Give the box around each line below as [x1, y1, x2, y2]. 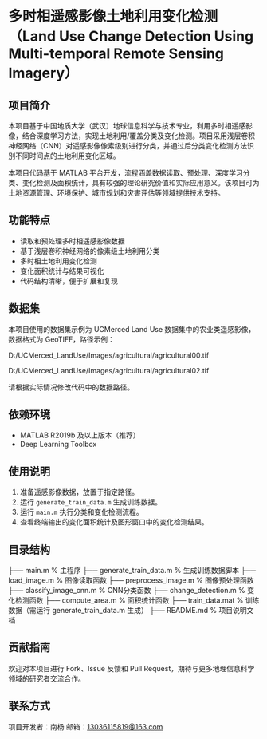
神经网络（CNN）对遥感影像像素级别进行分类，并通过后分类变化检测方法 [8, 141, 248, 150]
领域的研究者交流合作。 [8, 674, 85, 683]
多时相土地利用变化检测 [19, 256, 97, 266]
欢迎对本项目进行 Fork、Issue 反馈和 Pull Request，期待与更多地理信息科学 [8, 663, 255, 673]
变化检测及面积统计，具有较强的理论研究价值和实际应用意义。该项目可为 [22, 178, 260, 188]
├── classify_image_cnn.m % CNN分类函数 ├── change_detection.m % [8, 586, 245, 595]
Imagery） [8, 65, 79, 82]
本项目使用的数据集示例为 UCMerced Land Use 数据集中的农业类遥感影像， [8, 324, 256, 334]
